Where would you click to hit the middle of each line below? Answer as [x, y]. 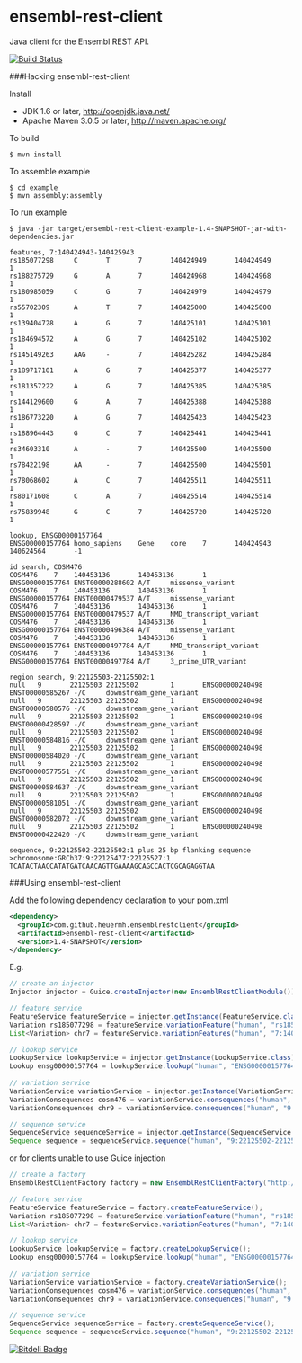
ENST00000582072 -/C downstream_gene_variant [104, 819]
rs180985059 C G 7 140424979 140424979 [140, 291]
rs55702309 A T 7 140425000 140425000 [140, 307]
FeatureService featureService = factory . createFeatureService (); [136, 1207]
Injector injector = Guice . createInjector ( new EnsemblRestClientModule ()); [154, 992]
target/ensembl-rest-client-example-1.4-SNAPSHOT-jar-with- [172, 228]
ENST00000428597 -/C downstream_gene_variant [104, 724]
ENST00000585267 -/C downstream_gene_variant [104, 693]
